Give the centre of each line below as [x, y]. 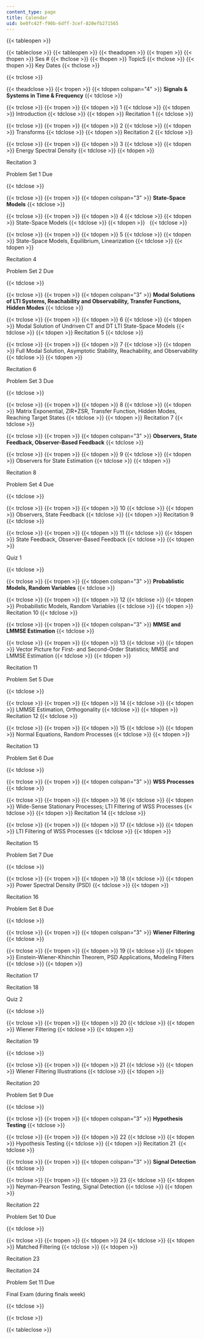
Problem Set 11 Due [31, 1282]
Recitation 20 [23, 1083]
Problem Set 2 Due [30, 271]
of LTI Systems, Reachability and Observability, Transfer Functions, [94, 301]
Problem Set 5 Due [30, 680]
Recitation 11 [22, 668]
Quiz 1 [14, 558]
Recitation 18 [22, 987]
